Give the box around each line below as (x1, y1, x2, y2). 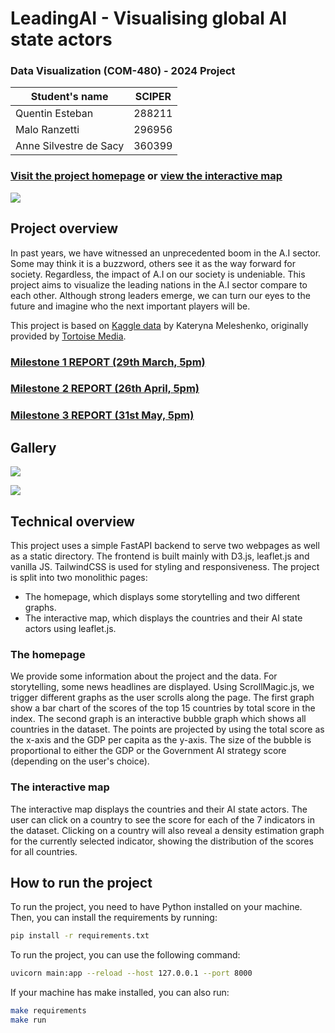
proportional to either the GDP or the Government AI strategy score (10, 745, 287, 757)
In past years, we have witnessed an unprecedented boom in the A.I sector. (10, 247, 322, 259)
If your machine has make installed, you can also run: (10, 987, 230, 999)
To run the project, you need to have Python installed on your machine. (10, 901, 303, 913)
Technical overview (10, 513, 135, 530)
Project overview (10, 220, 119, 237)
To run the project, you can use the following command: (10, 949, 241, 961)
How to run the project (10, 874, 153, 891)
